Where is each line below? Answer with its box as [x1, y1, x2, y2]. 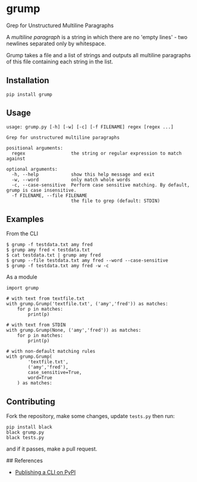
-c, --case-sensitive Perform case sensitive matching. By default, [11, 182, 190, 188]
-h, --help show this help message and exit [11, 171, 155, 177]
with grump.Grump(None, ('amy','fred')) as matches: [6, 328, 142, 334]
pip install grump [6, 91, 52, 98]
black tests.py [6, 435, 45, 441]
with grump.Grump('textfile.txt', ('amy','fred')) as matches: [6, 301, 169, 307]
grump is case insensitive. [6, 187, 77, 193]
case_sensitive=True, [28, 370, 83, 376]
